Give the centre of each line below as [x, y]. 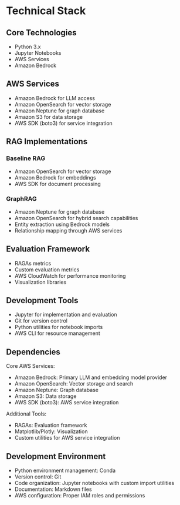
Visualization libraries [40, 282]
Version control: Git [38, 477]
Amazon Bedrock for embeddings [55, 177]
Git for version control [41, 321]
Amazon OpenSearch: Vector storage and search [74, 384]
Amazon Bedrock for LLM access [55, 98]
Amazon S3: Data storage [45, 396]
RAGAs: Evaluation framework [51, 426]
